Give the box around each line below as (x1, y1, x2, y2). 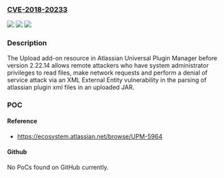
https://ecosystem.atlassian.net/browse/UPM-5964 (16, 132, 163, 140)
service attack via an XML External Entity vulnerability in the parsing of (7, 75, 207, 84)
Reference (7, 117, 38, 125)
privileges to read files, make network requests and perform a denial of (7, 68, 208, 77)
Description (7, 38, 47, 48)
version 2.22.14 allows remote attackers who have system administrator (7, 61, 209, 69)
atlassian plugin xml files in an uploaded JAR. (7, 83, 135, 91)
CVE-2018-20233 (7, 5, 68, 14)
